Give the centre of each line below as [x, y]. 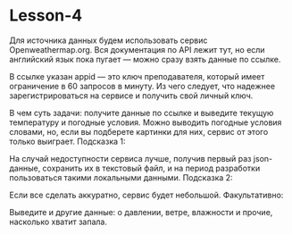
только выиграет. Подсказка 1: [67, 141]
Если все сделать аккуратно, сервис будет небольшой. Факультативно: [146, 195]
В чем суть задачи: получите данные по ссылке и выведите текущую [142, 113]
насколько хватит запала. [58, 221]
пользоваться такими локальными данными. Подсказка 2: [121, 177]
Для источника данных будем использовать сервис [108, 40]
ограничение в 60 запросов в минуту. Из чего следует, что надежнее [142, 86]
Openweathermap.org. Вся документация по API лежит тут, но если [137, 49]
